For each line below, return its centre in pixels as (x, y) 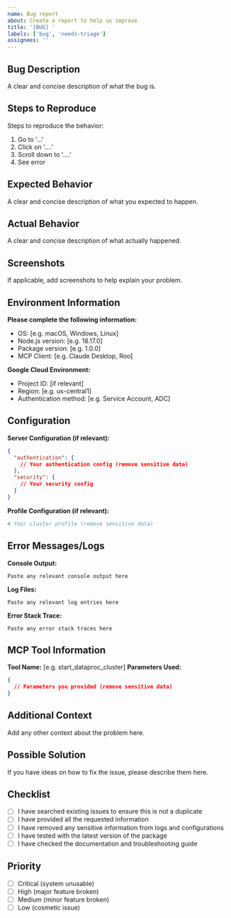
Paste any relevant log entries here (63, 602)
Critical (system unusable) (56, 883)
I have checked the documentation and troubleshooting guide (107, 843)
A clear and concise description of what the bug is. (82, 86)
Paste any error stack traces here (60, 628)
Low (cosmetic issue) (49, 907)
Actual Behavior (44, 223)
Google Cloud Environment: (49, 370)
